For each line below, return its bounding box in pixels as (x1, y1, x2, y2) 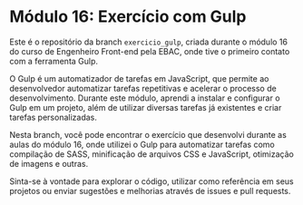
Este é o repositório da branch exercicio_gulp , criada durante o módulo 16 (9, 36, 288, 47)
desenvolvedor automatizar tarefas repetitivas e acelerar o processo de (9, 83, 277, 93)
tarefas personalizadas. (9, 112, 98, 122)
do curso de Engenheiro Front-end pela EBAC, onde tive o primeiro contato (9, 45, 290, 56)
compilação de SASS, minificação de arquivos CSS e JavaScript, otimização (9, 148, 295, 160)
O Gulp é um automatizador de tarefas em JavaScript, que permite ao (9, 73, 269, 83)
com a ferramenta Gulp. (9, 55, 98, 66)
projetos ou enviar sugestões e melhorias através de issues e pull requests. (9, 185, 291, 196)
